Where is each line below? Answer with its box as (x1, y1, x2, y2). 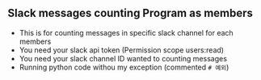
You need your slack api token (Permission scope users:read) (19, 44, 224, 55)
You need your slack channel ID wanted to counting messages (19, 53, 228, 63)
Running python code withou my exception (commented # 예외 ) (19, 62, 229, 72)
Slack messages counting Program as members (7, 6, 254, 20)
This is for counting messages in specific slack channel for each (19, 27, 234, 37)
